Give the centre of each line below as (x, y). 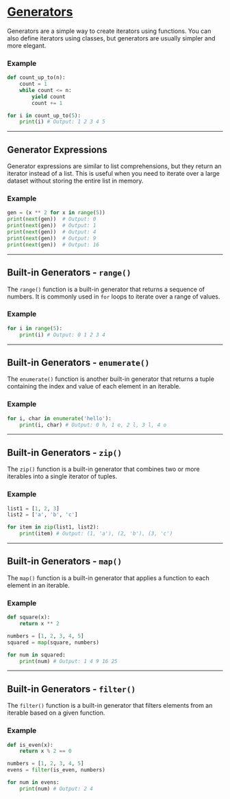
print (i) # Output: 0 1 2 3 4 (63, 335)
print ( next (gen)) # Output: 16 (53, 244)
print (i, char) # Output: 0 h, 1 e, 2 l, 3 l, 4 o (93, 425)
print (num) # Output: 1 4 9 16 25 (68, 661)
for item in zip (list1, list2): (53, 527)
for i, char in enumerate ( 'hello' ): (59, 418)
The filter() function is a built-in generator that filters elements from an (110, 706)
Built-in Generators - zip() (65, 453)
